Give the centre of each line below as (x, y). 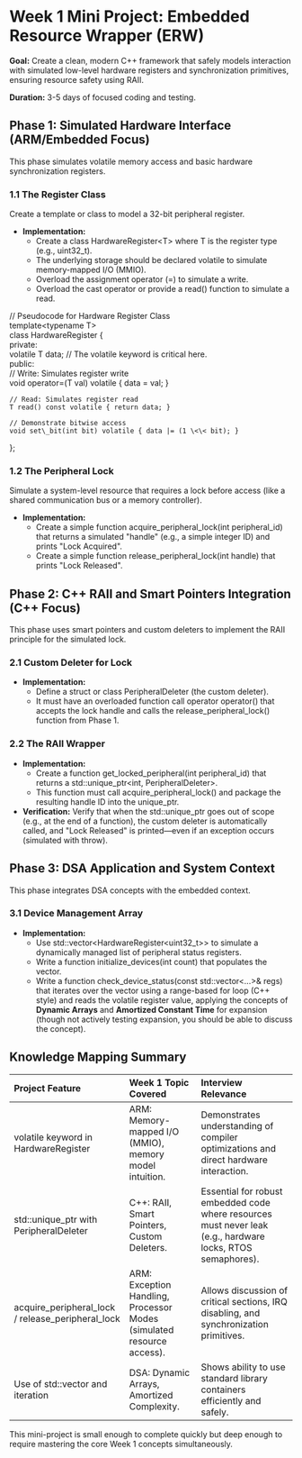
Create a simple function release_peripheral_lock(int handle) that (155, 556)
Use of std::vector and (61, 1383)
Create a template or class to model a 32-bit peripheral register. (127, 214)
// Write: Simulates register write (69, 374)
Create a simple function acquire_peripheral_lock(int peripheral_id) (159, 527)
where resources (236, 1214)
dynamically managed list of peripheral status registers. (139, 952)
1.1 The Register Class (58, 194)
